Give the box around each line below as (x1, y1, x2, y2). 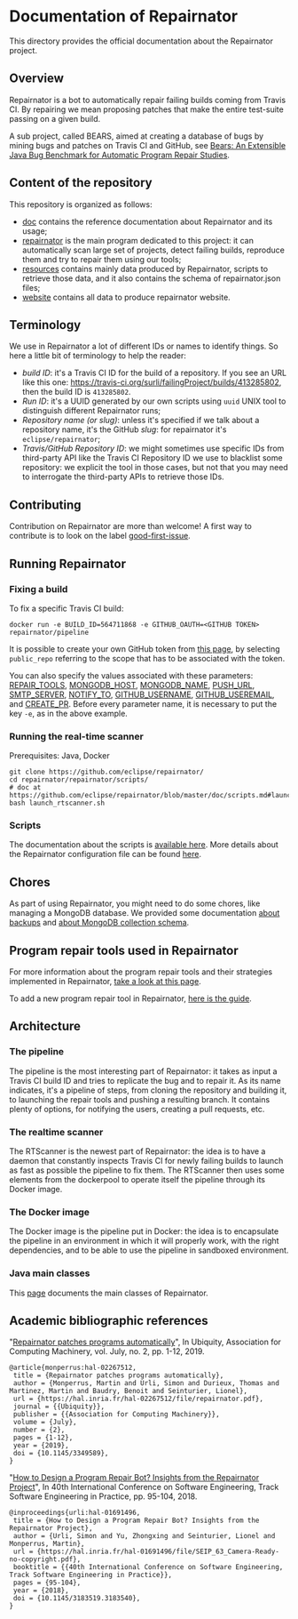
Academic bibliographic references (9, 1313, 208, 1328)
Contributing (9, 497, 82, 512)
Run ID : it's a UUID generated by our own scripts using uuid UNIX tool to (21, 396, 286, 406)
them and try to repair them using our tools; (21, 253, 182, 264)
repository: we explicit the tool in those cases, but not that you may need (21, 462, 288, 473)
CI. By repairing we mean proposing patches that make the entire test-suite (9, 104, 284, 115)
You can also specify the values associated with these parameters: (9, 669, 254, 681)
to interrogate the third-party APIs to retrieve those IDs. (21, 471, 224, 482)
